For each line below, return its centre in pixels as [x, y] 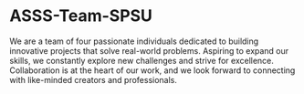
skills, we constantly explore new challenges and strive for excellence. [142, 60]
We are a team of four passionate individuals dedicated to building [134, 41]
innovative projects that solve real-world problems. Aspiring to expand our [149, 50]
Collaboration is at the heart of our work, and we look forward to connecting [152, 70]
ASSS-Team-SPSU [81, 16]
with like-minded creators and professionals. [94, 79]
